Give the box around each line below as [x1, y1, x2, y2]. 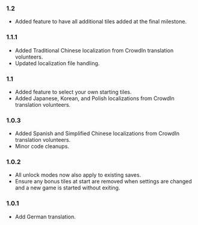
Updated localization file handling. [14, 59, 100, 67]
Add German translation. [14, 213, 76, 220]
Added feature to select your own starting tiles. [14, 88, 132, 95]
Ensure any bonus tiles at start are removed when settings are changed [14, 178, 192, 185]
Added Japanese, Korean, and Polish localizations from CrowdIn [14, 95, 175, 102]
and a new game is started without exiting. [14, 184, 120, 191]
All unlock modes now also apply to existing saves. [14, 171, 141, 179]
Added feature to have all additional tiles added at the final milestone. [14, 18, 187, 25]
